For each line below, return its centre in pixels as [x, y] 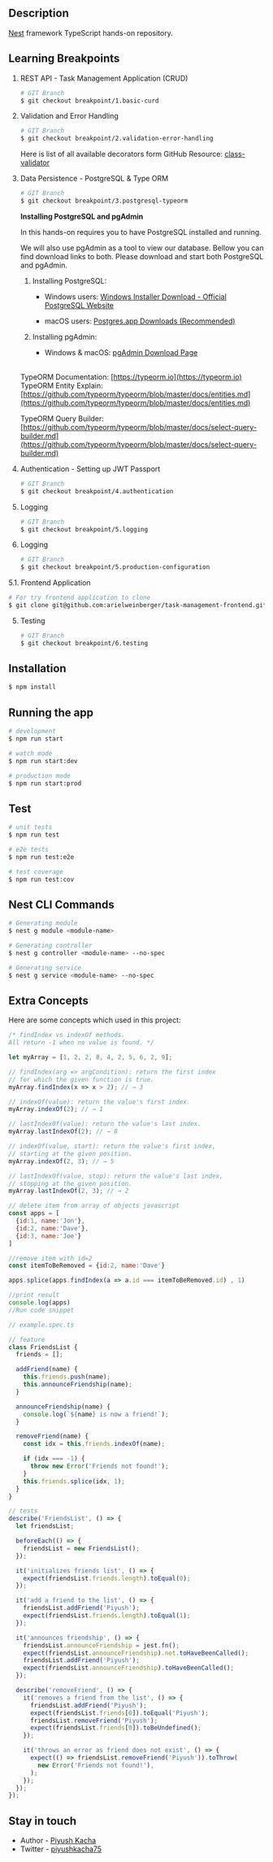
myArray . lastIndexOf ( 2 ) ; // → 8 [63, 1132]
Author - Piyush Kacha [58, 1841]
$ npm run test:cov [41, 879]
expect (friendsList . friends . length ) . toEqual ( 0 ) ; [107, 1578]
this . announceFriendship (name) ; [78, 1385]
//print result [34, 1296]
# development [32, 731]
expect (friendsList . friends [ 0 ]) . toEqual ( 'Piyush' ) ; [119, 1713]
